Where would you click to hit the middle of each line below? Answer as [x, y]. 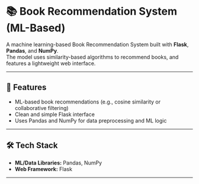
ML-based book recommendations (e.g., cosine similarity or [88, 102]
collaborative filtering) [42, 108]
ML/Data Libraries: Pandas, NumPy [58, 163]
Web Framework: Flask [44, 169]
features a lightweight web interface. [51, 63]
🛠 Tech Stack [32, 146]
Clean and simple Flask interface [54, 114]
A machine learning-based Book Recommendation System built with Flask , [97, 44]
